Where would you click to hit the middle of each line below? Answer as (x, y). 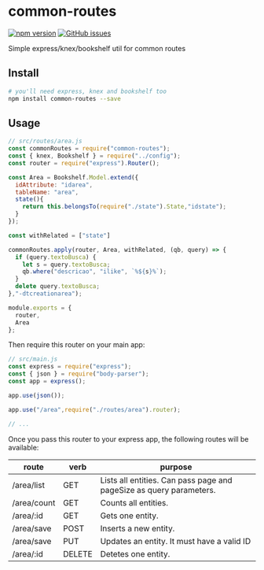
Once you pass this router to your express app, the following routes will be (128, 439)
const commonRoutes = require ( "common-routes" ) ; (89, 149)
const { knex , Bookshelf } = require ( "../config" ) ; (94, 156)
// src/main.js (33, 359)
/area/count (34, 502)
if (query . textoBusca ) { (56, 257)
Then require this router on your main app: (77, 345)
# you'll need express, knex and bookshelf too (88, 91)
